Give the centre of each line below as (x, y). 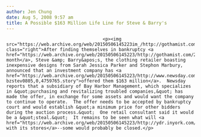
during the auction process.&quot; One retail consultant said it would (100, 112)
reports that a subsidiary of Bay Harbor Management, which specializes (99, 86)
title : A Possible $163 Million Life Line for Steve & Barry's (87, 23)
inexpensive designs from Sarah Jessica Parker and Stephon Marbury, (95, 66)
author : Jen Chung (29, 12)
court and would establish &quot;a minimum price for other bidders (93, 107)
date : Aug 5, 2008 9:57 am (40, 17)
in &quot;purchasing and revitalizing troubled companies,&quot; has (95, 92)
